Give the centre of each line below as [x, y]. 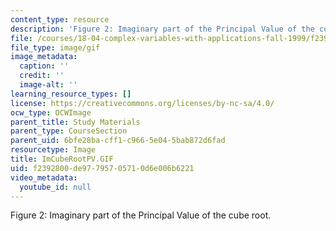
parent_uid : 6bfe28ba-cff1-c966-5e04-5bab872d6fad [118, 141]
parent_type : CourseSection [69, 131]
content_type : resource [60, 19]
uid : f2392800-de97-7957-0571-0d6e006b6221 [102, 168]
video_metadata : [44, 177]
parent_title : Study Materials [75, 122]
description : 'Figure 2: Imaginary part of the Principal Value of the [162, 29]
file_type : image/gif [55, 47]
